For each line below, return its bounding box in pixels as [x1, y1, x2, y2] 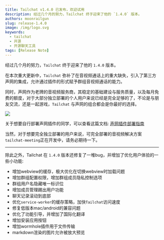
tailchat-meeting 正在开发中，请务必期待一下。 [5, 137, 100, 143]
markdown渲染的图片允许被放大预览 [12, 229, 85, 235]
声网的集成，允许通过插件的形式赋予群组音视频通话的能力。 [5, 79, 125, 84]
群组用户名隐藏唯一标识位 [12, 180, 64, 186]
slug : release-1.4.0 [5, 20, 47, 26]
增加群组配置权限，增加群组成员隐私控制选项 [12, 174, 102, 180]
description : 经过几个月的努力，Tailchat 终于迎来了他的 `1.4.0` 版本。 [5, 12, 142, 17]
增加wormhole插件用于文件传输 [12, 223, 76, 229]
